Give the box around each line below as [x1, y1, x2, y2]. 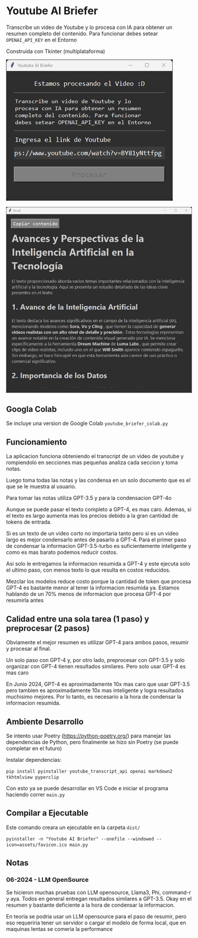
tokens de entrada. [6, 518, 52, 525]
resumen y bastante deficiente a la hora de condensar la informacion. [6, 901, 175, 908]
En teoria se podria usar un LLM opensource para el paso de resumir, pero [6, 913, 187, 920]
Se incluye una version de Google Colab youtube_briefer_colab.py [6, 420, 169, 427]
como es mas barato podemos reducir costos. [6, 548, 118, 556]
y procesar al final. [6, 645, 51, 653]
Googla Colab [6, 404, 57, 414]
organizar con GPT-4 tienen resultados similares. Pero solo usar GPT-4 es [6, 663, 186, 670]
